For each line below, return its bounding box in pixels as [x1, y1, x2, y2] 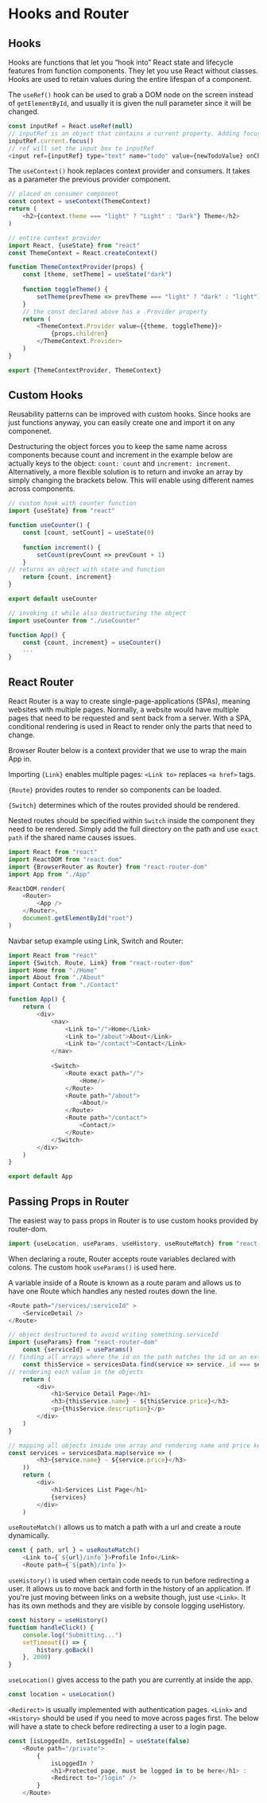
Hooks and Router [8, 5, 130, 23]
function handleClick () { [8, 1623, 94, 1632]
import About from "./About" [8, 974, 105, 982]
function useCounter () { [8, 521, 91, 529]
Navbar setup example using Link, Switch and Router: [8, 936, 184, 946]
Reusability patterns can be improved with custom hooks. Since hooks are [8, 409, 251, 419]
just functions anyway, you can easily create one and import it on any [8, 418, 236, 427]
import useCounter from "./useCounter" [8, 616, 141, 625]
